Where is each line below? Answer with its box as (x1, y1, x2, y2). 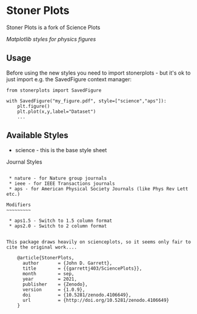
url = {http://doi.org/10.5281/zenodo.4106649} (22, 297, 170, 303)
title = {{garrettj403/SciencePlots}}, (22, 265, 142, 272)
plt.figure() (17, 103, 50, 109)
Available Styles (6, 130, 68, 141)
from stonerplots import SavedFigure (6, 87, 102, 93)
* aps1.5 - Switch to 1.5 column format (8, 218, 113, 224)
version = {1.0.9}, (22, 286, 85, 293)
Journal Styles (6, 158, 42, 165)
